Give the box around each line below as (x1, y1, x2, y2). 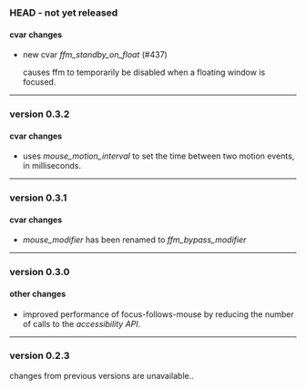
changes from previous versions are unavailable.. (9, 370, 194, 381)
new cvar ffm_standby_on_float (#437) (22, 49, 168, 60)
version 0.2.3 (9, 349, 70, 362)
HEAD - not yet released (9, 6, 118, 19)
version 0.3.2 (9, 108, 70, 120)
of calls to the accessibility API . (22, 318, 141, 329)
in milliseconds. (22, 160, 82, 171)
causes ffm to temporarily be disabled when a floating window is (22, 67, 266, 78)
